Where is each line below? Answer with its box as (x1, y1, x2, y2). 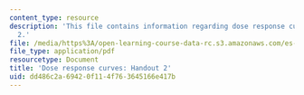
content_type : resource (9, 13, 100, 23)
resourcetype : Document (9, 55, 100, 64)
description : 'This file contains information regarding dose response (9, 22, 285, 31)
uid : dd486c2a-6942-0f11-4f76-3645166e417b (9, 72, 176, 81)
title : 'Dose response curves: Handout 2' (9, 64, 172, 73)
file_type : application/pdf (9, 47, 116, 56)
